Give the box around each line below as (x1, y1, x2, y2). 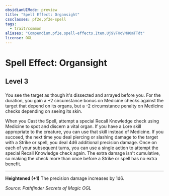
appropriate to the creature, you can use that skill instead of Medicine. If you (5, 129, 164, 135)
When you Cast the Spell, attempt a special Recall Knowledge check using (5, 118, 159, 124)
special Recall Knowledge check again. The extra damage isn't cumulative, (5, 150, 160, 156)
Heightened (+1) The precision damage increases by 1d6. (5, 175, 125, 181)
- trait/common (10, 26, 42, 31)
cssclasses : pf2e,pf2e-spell (5, 17, 66, 22)
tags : (5, 21, 17, 27)
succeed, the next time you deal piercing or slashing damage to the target (5, 134, 158, 140)
